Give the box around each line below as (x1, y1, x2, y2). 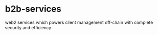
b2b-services (5, 3, 62, 15)
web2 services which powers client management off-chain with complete (5, 19, 153, 25)
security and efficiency (5, 24, 51, 30)
